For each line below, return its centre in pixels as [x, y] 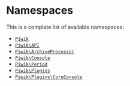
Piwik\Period [31, 64]
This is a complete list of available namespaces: [65, 27]
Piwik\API [27, 45]
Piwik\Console [32, 58]
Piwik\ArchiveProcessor [45, 51]
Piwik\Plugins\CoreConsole [49, 77]
